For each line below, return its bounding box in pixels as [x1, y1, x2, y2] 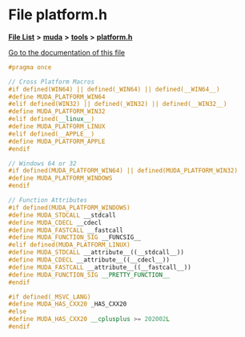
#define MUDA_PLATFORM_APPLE [8, 137, 106, 145]
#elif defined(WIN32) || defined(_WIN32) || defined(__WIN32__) [8, 100, 227, 108]
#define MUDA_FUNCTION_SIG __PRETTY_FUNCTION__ [8, 270, 171, 278]
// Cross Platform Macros [8, 78, 94, 86]
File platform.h [8, 6, 108, 24]
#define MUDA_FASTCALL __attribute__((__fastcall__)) [8, 263, 192, 271]
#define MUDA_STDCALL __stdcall [8, 211, 116, 219]
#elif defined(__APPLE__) [8, 130, 94, 138]
